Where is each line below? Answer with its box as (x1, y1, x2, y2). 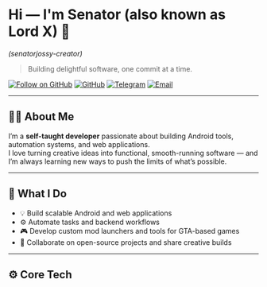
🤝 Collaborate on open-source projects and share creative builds (19, 237, 232, 247)
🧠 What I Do (8, 187, 68, 200)
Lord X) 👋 (8, 22, 71, 41)
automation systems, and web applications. (8, 139, 150, 149)
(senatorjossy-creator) (8, 48, 83, 58)
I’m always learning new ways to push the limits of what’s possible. (8, 157, 227, 166)
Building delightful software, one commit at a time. (27, 64, 193, 73)
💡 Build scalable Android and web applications (19, 208, 172, 218)
